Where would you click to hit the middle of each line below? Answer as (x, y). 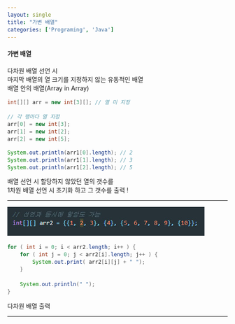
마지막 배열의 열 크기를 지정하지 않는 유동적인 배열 (75, 79)
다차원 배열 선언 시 (33, 71)
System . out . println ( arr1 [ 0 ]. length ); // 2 (70, 153)
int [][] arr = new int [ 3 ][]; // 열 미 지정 (69, 102)
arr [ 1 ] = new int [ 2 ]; (39, 132)
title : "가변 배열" (33, 22)
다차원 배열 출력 (29, 306)
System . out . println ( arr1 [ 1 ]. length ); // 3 (70, 160)
